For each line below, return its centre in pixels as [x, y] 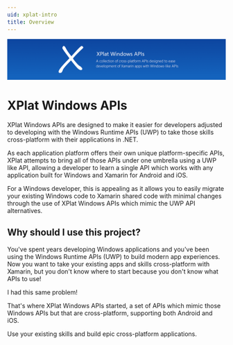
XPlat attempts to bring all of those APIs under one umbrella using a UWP [112, 160]
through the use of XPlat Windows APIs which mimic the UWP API [101, 203]
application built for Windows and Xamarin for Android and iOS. [98, 175]
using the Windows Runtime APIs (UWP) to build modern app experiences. [114, 256]
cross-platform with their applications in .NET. [73, 140]
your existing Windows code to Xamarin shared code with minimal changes [114, 196]
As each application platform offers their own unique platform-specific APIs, [116, 153]
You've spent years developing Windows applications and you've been [108, 249]
